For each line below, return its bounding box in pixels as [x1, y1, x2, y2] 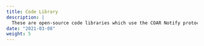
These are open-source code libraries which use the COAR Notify [12, 20, 181, 26]
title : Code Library [6, 8, 59, 15]
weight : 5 [6, 31, 32, 37]
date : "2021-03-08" [6, 25, 56, 32]
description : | [6, 14, 45, 20]
